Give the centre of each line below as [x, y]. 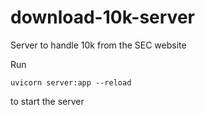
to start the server [47, 101]
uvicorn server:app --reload [71, 82]
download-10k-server [102, 17]
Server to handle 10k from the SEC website [98, 45]
